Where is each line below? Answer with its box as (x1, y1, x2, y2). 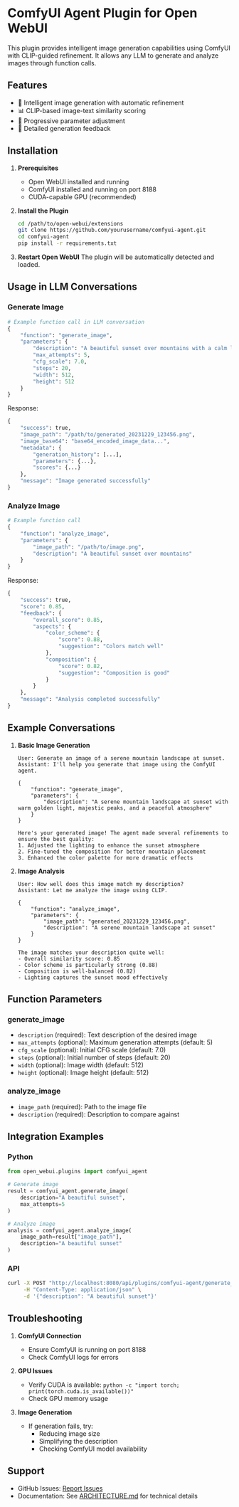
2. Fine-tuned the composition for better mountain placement (17, 848, 206, 855)
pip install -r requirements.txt (17, 240, 117, 247)
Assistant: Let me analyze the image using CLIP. (17, 887, 169, 894)
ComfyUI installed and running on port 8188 (28, 185, 156, 194)
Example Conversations (7, 722, 116, 734)
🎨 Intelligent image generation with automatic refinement (17, 98, 184, 107)
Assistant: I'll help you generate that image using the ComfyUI (17, 761, 216, 768)
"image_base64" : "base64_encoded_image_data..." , (20, 438, 171, 445)
